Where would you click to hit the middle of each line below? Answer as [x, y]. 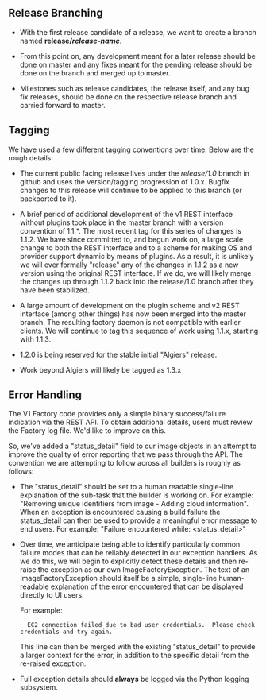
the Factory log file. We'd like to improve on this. [87, 431]
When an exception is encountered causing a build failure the [120, 512]
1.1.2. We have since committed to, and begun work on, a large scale [131, 239]
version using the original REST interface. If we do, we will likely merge [135, 273]
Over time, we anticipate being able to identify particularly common [130, 544]
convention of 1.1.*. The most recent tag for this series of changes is [131, 230]
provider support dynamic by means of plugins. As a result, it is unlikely [137, 256]
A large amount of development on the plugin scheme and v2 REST [129, 305]
